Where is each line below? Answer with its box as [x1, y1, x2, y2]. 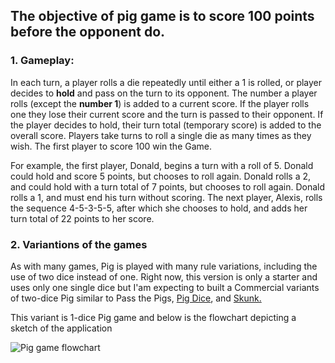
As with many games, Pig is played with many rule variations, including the [10, 260, 318, 272]
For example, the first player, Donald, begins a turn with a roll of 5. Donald [10, 159, 314, 171]
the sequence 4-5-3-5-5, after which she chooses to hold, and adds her [10, 202, 308, 214]
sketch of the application [10, 322, 113, 334]
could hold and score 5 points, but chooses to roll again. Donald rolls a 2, [10, 170, 312, 182]
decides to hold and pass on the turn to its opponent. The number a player [10, 87, 318, 99]
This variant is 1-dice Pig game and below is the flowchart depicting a [10, 311, 297, 323]
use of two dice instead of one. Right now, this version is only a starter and [10, 270, 318, 283]
